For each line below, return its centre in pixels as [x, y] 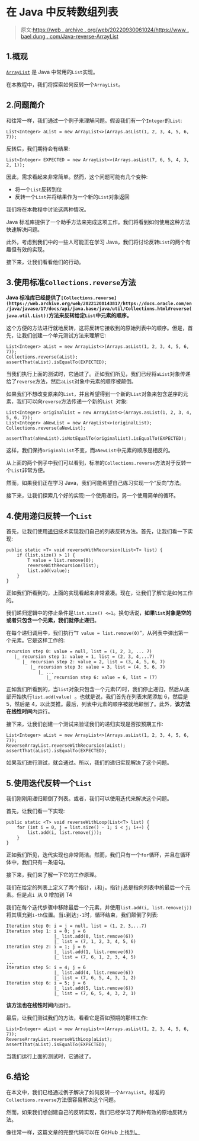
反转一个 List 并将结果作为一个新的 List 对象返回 [72, 197]
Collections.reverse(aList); [42, 357]
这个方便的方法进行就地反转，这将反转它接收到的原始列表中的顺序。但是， [97, 328]
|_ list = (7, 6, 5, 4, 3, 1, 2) [95, 978]
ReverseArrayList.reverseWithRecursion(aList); [66, 746]
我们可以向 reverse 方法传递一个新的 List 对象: [72, 401]
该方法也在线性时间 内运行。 [40, 1005]
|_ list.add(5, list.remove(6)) [94, 988]
